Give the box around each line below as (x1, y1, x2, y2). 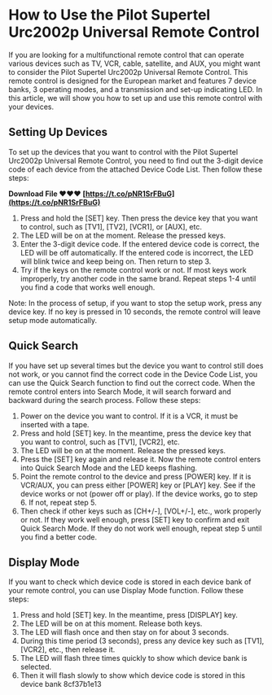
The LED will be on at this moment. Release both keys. (20, 619, 203, 628)
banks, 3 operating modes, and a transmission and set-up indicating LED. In (8, 84, 263, 94)
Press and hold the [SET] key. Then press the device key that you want (20, 213, 258, 223)
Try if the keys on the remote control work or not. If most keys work (20, 264, 247, 274)
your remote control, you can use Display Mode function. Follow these (8, 586, 244, 596)
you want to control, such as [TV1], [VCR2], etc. (20, 437, 181, 447)
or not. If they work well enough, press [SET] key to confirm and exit (20, 514, 250, 524)
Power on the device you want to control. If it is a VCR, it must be (20, 411, 239, 421)
